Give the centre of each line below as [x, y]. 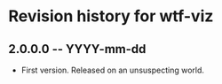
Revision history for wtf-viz [111, 16]
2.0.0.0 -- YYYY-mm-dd [77, 49]
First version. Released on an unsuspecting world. [113, 70]
